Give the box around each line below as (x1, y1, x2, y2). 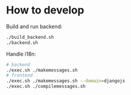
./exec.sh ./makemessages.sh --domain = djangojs (6, 78, 126, 84)
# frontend (6, 73, 33, 79)
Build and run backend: (6, 23, 63, 30)
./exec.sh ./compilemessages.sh (6, 83, 86, 90)
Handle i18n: (6, 50, 37, 57)
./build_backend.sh (6, 34, 54, 40)
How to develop (6, 4, 84, 17)
